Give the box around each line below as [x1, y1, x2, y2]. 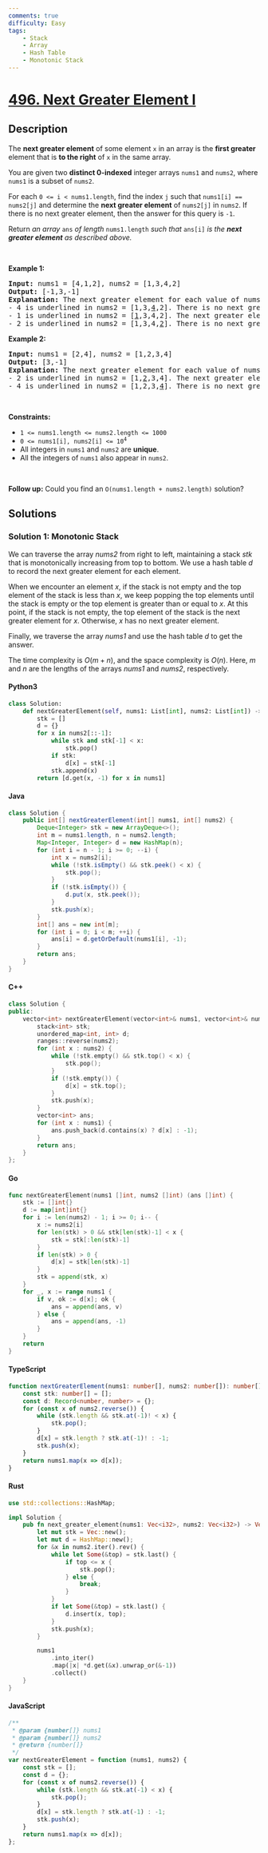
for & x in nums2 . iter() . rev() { [37, 1544, 145, 1552]
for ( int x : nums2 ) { [37, 1045, 112, 1053]
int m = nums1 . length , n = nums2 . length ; [37, 831, 177, 839]
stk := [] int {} [22, 1198, 73, 1207]
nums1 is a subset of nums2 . [8, 176, 94, 185]
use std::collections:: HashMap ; [8, 1499, 116, 1507]
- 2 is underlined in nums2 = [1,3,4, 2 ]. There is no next [8, 319, 245, 328]
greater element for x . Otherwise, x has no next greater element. [8, 616, 219, 625]
